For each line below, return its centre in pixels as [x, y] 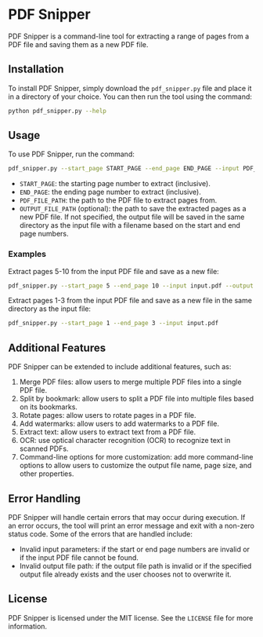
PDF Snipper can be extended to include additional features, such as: [120, 367]
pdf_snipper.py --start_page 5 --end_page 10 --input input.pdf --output [131, 286]
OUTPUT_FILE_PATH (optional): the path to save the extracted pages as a [133, 209]
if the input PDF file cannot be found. [79, 557]
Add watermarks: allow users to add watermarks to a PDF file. [119, 424]
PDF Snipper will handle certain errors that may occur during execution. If [127, 517]
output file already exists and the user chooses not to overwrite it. [126, 574]
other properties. [47, 474]
